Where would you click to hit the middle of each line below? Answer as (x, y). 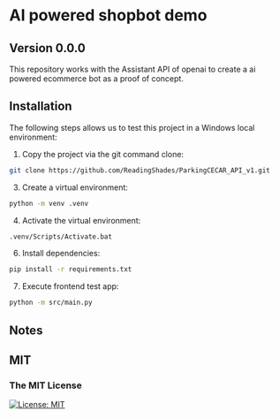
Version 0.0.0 (47, 48)
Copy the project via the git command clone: (102, 154)
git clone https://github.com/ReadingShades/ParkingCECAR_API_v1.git (140, 170)
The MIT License (45, 385)
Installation (41, 106)
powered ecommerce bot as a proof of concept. (96, 79)
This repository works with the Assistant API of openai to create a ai (132, 69)
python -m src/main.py (51, 303)
